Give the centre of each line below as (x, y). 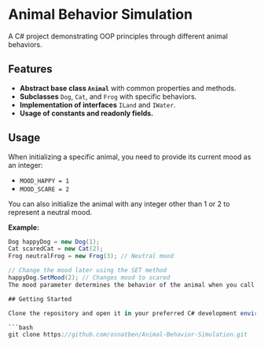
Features (30, 69)
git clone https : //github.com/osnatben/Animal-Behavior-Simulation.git (128, 335)
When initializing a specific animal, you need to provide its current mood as (130, 157)
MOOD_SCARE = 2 (44, 189)
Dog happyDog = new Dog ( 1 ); (54, 242)
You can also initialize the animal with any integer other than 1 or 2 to (119, 204)
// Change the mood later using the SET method (88, 271)
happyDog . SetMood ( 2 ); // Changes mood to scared (89, 278)
